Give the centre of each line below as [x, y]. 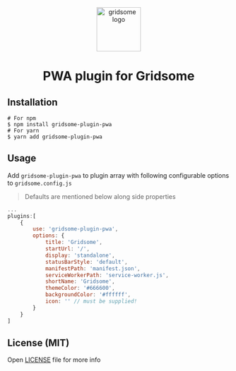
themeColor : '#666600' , [80, 288]
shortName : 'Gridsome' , [80, 281]
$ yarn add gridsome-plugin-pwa [55, 137]
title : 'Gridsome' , [73, 243]
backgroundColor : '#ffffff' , [88, 295]
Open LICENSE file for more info [54, 360]
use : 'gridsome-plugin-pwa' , [76, 229]
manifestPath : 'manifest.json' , [93, 268]
